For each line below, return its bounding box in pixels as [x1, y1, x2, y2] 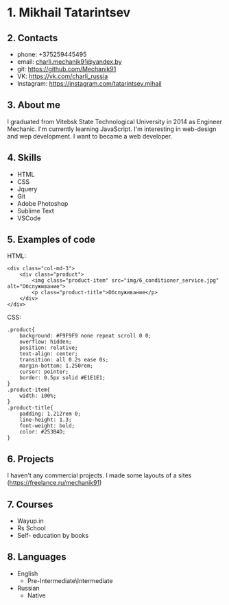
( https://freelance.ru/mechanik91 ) [7, 479, 102, 487]
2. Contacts [7, 32, 58, 44]
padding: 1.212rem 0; [19, 410, 81, 418]
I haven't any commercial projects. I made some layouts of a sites [7, 471, 192, 479]
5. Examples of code [7, 234, 96, 246]
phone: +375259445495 [16, 50, 87, 58]
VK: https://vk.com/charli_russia [16, 72, 108, 80]
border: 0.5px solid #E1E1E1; [19, 375, 106, 381]
